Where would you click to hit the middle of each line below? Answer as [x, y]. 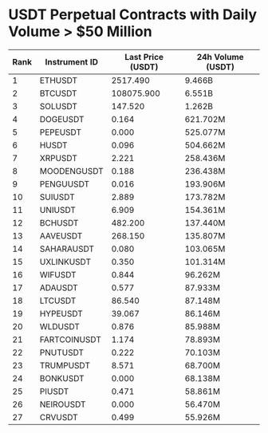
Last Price [144, 57]
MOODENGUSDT [71, 171]
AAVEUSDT [61, 235]
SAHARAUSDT [67, 249]
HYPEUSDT [61, 313]
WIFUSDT [58, 274]
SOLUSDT [59, 106]
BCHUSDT [59, 222]
